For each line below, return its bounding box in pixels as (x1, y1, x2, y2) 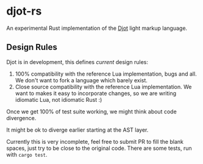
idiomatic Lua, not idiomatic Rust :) (15, 96, 102, 103)
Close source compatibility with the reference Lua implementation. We (15, 83, 192, 90)
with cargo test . (6, 151, 48, 158)
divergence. (6, 114, 37, 121)
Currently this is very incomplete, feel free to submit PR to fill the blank (6, 138, 184, 145)
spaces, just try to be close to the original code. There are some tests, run (6, 144, 192, 152)
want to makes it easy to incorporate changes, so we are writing (15, 90, 177, 97)
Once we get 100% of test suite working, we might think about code (6, 108, 177, 115)
